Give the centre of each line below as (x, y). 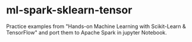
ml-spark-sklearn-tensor (69, 10)
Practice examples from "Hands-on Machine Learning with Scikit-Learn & (96, 26)
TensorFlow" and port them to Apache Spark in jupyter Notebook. (87, 32)
